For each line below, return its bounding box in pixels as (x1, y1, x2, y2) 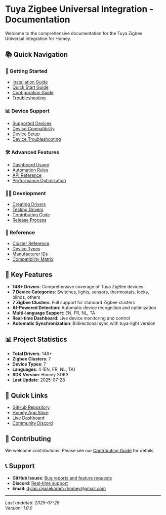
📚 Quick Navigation (5, 50, 68, 59)
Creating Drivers (12, 201, 46, 207)
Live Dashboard (12, 415, 45, 421)
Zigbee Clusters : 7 (12, 356, 51, 362)
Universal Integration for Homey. (5, 36, 72, 41)
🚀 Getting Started (5, 68, 48, 75)
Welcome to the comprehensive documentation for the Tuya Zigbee (5, 30, 143, 36)
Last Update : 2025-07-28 (12, 377, 65, 383)
